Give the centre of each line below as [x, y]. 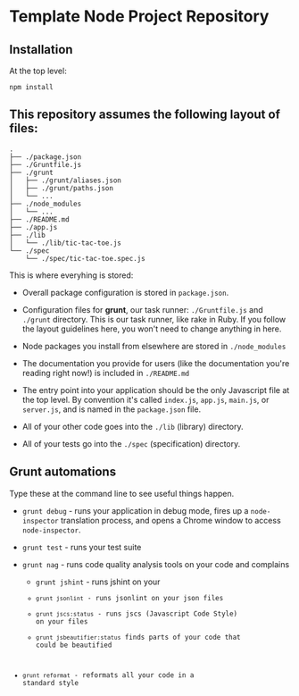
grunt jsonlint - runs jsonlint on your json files [129, 598]
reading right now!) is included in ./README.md [106, 373]
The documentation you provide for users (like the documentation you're [156, 363]
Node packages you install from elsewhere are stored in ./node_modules [154, 346]
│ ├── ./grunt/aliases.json [66, 180]
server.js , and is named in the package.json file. [112, 409]
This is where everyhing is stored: [71, 275]
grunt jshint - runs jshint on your [98, 582]
